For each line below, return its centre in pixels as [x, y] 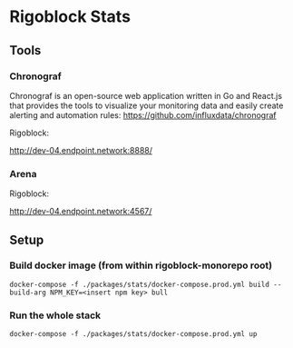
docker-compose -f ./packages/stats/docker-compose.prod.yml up [133, 334]
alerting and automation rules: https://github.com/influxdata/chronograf [143, 114]
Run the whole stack [55, 315]
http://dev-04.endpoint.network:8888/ [81, 150]
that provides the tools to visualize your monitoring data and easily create [146, 105]
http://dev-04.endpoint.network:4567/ [81, 212]
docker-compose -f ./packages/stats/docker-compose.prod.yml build [140, 284]
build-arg [28, 293]
